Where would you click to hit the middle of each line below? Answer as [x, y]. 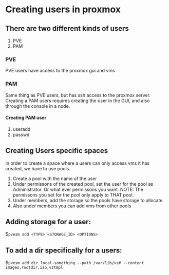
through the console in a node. [38, 106]
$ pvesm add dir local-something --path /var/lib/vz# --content [75, 263]
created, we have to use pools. [38, 168]
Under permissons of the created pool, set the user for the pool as [83, 184]
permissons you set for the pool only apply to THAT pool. [73, 195]
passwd [21, 134]
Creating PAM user [26, 118]
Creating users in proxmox [63, 9]
